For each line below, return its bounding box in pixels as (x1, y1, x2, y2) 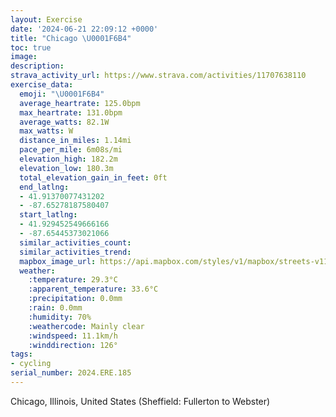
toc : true (10, 42, 52, 53)
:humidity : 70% (28, 312, 92, 322)
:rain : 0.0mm (28, 303, 83, 313)
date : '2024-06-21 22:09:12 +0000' (10, 24, 159, 34)
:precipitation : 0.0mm (28, 294, 123, 304)
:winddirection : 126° (28, 340, 118, 350)
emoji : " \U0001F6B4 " (19, 89, 105, 99)
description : (10, 61, 65, 71)
